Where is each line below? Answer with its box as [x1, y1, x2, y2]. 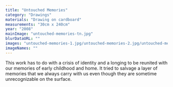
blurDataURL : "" [5, 36, 40, 41]
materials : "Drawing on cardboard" [5, 17, 82, 22]
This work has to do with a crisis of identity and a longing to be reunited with [5, 59, 168, 66]
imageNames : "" [5, 46, 38, 51]
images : [5, 41, 22, 46]
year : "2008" [5, 27, 33, 32]
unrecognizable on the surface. [5, 76, 72, 82]
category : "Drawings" [5, 12, 52, 17]
